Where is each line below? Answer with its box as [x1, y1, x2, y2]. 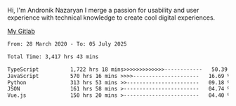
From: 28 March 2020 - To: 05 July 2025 [7, 41, 128, 48]
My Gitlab [7, 27, 35, 35]
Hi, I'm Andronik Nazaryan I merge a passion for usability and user [7, 6, 199, 14]
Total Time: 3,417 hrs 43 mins [7, 53, 99, 60]
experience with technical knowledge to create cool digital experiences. [7, 13, 216, 22]
